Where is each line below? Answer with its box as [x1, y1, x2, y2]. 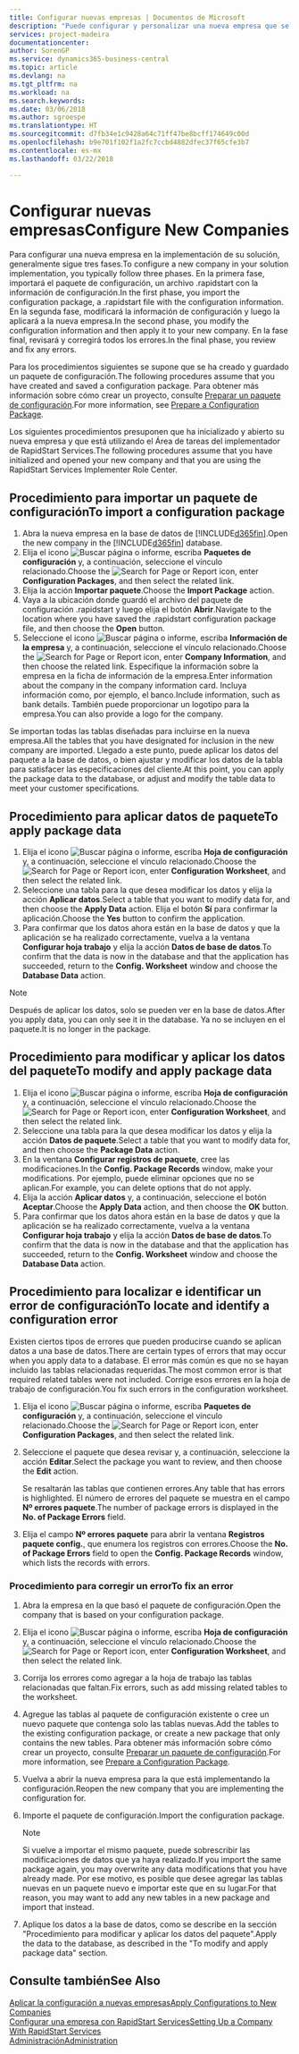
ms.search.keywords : [9, 96, 87, 106]
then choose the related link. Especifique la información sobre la [21, 661, 259, 672]
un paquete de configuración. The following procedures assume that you [9, 371, 275, 382]
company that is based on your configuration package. [21, 1609, 225, 1619]
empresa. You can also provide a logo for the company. [21, 708, 224, 720]
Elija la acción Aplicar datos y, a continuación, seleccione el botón [21, 1191, 267, 1203]
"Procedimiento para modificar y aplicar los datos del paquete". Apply [21, 1928, 278, 1939]
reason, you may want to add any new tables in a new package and [21, 1892, 270, 1903]
